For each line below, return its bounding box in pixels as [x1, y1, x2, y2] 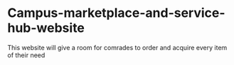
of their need [7, 51, 46, 59]
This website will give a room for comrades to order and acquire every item [7, 43, 228, 52]
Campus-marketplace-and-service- [7, 5, 225, 21]
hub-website [7, 20, 85, 36]
